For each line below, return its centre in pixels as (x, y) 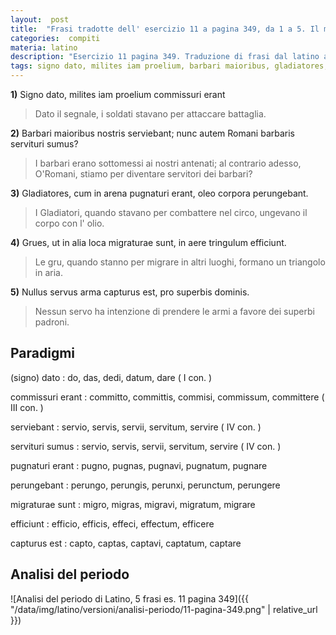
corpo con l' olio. (69, 223)
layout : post (40, 19)
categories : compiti (55, 38)
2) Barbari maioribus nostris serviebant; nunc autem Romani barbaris (152, 133)
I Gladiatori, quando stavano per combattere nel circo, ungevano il (171, 212)
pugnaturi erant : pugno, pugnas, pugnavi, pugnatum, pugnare (139, 465)
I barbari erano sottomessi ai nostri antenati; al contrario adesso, (168, 163)
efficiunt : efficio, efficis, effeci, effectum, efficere (112, 523)
